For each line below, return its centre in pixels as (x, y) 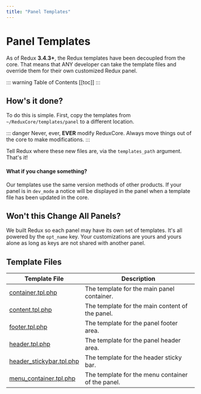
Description (138, 279)
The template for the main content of (136, 306)
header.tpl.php (30, 344)
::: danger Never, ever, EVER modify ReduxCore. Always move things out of (99, 133)
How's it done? (35, 101)
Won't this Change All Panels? (64, 216)
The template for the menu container (136, 375)
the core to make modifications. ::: (48, 140)
